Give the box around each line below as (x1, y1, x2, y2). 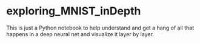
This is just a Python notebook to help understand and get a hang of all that (6, 24, 195, 31)
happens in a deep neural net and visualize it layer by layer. (6, 30, 155, 37)
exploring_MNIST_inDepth (6, 4, 141, 18)
